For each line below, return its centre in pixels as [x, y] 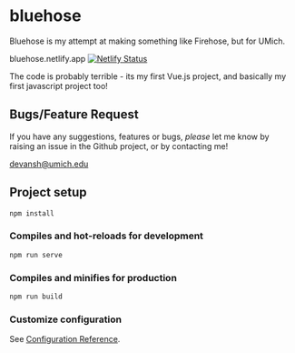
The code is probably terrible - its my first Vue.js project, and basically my [148, 76]
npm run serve [36, 255]
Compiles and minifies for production [93, 277]
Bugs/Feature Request [74, 115]
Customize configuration [66, 319]
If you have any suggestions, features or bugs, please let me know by [139, 136]
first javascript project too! [59, 86]
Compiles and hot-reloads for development [107, 236]
